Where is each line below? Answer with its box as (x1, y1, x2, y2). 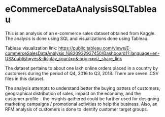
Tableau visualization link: (5, 45, 58, 51)
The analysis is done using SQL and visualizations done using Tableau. (5, 36, 149, 41)
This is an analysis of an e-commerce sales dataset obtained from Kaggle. (5, 30, 156, 36)
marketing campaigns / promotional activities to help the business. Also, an (5, 101, 158, 107)
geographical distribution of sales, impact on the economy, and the (5, 90, 141, 96)
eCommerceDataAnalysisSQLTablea (5, 3, 157, 15)
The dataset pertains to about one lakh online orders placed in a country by (5, 65, 158, 71)
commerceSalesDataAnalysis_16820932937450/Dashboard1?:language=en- (5, 50, 160, 56)
